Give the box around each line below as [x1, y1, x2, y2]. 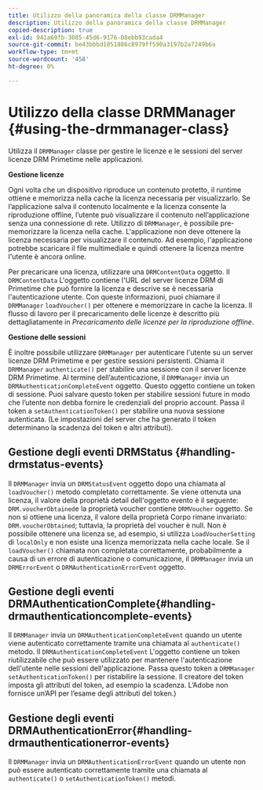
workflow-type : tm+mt [8, 48, 79, 56]
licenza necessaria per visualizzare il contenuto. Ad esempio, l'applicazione [8, 235, 253, 244]
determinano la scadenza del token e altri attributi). [8, 422, 174, 432]
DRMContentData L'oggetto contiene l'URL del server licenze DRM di [8, 275, 224, 285]
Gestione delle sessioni [8, 332, 86, 342]
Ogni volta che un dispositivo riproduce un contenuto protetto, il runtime [8, 185, 242, 194]
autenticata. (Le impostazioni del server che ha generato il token [8, 414, 217, 424]
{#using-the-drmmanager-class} [8, 119, 230, 138]
